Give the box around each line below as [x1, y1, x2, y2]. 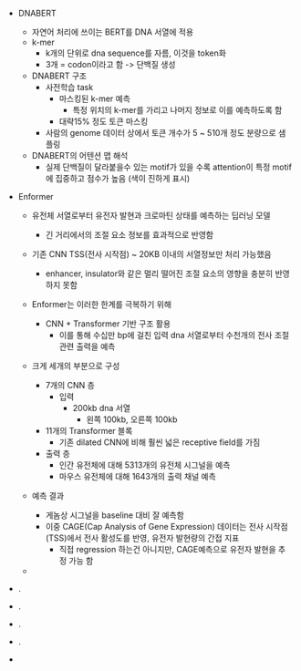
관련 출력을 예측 [58, 341, 116, 352]
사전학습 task [45, 82, 94, 92]
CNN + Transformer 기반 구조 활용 [45, 318, 171, 329]
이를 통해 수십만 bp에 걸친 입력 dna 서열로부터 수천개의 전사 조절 [58, 330, 290, 340]
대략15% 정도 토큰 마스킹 [58, 116, 149, 127]
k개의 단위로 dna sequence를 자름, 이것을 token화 [45, 47, 226, 58]
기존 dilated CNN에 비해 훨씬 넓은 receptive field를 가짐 [58, 437, 261, 448]
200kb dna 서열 [72, 403, 130, 413]
